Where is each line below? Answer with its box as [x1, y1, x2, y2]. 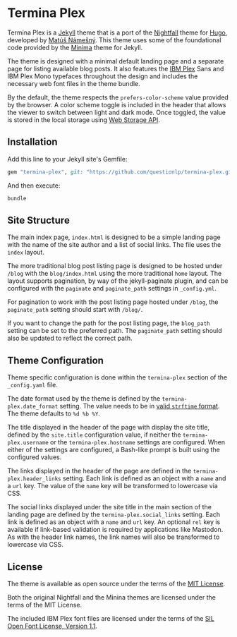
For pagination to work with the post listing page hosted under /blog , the [7, 298, 219, 306]
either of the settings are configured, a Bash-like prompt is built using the [7, 446, 220, 454]
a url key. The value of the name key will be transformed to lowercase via [7, 482, 219, 490]
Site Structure [7, 214, 71, 226]
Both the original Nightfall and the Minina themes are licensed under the [7, 593, 217, 601]
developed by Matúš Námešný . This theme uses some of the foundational [7, 35, 221, 44]
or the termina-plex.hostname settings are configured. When [50, 438, 226, 447]
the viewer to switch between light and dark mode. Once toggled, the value [7, 108, 226, 116]
